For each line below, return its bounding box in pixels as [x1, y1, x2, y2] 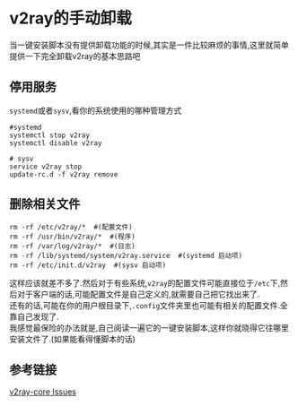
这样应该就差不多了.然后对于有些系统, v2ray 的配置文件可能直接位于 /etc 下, [9, 277, 281, 288]
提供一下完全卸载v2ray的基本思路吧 [9, 50, 141, 61]
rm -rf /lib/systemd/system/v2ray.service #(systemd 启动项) [9, 251, 243, 260]
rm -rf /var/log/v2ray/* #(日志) [9, 241, 136, 251]
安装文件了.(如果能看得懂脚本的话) [9, 333, 136, 344]
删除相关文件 [9, 196, 81, 212]
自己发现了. [16, 311, 60, 322]
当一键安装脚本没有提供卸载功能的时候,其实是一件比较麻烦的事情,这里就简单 [9, 39, 290, 50]
